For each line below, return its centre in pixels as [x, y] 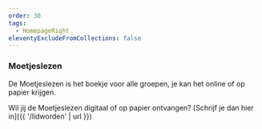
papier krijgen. [32, 92]
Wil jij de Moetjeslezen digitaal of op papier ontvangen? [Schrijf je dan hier [131, 107]
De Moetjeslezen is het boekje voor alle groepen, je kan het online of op [127, 83]
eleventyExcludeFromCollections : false [75, 38]
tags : [17, 23]
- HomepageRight [42, 30]
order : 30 [25, 16]
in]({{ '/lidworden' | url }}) [50, 116]
